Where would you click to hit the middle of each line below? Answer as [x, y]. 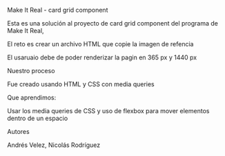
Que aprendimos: [32, 97]
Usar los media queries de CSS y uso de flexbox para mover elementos [108, 111]
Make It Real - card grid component [58, 10]
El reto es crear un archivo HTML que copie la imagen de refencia [100, 44]
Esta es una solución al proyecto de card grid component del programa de [113, 23]
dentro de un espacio [38, 118]
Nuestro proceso [31, 71]
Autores [18, 131]
